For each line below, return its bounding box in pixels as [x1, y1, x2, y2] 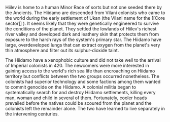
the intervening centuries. [5, 111, 59, 117]
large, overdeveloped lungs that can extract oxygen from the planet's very [5, 42, 160, 48]
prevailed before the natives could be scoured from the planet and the [5, 100, 152, 106]
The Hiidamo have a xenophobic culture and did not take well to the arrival [5, 57, 161, 63]
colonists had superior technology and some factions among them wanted [5, 78, 161, 85]
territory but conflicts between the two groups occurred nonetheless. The [5, 73, 160, 79]
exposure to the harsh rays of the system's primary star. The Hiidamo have [5, 36, 162, 43]
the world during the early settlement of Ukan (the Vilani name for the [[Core [5, 15, 165, 21]
